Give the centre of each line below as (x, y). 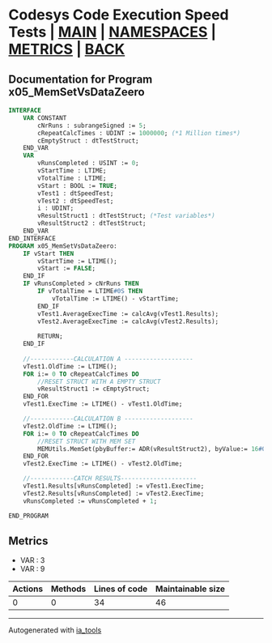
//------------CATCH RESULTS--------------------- (110, 479)
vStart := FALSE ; (66, 269)
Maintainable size (190, 589)
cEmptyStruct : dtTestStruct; (88, 141)
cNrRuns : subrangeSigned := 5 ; (92, 126)
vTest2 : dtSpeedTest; (76, 201)
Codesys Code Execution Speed (119, 15)
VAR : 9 (32, 569)
